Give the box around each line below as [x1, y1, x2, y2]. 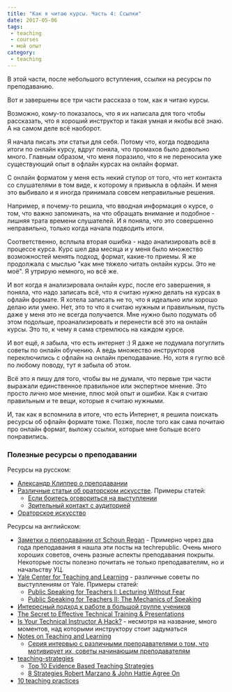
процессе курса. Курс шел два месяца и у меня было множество [7, 245, 203, 253]
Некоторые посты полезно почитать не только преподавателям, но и [17, 558, 224, 566]
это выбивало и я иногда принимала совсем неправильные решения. [7, 188, 215, 196]
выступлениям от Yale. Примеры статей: [17, 580, 139, 589]
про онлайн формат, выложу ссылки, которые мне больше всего [7, 425, 201, 433]
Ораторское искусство [17, 509, 86, 517]
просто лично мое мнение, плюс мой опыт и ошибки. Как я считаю [7, 389, 208, 398]
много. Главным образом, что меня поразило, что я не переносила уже [7, 152, 222, 160]
